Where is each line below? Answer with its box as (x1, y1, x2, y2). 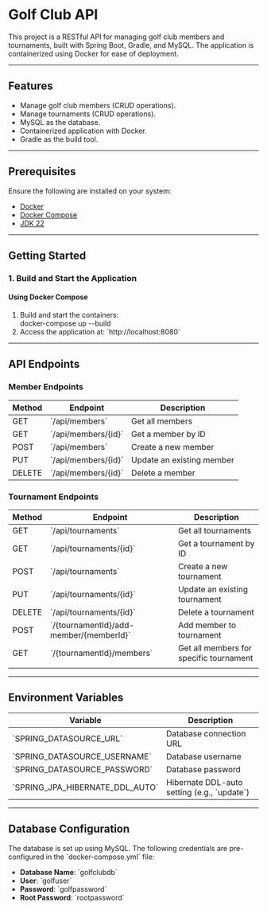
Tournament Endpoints (8, 491, 99, 502)
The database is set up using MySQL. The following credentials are (8, 843, 228, 853)
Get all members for (177, 642, 253, 654)
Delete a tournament (177, 607, 254, 618)
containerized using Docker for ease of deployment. (8, 49, 179, 58)
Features (8, 80, 53, 93)
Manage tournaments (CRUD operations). (19, 109, 157, 119)
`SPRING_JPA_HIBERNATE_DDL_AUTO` (12, 782, 159, 793)
